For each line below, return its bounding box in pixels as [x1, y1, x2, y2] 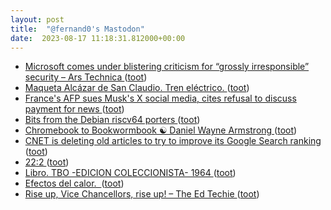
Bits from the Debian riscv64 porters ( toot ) [24, 114, 201, 126]
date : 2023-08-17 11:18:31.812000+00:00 [10, 33, 186, 43]
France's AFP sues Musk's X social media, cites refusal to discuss [24, 92, 297, 105]
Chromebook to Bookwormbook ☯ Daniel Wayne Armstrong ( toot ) [24, 124, 298, 136]
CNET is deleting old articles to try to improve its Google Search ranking [24, 135, 322, 147]
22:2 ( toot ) [24, 156, 70, 168]
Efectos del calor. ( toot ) [24, 177, 125, 190]
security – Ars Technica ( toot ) [24, 71, 148, 83]
